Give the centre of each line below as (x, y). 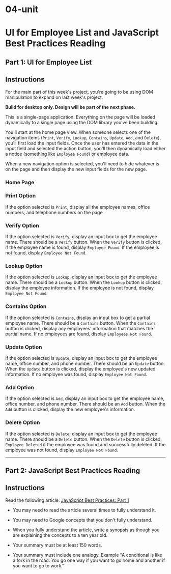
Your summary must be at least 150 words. (57, 545)
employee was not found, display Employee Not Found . (62, 450)
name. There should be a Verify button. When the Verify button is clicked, (83, 242)
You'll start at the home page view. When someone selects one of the (78, 132)
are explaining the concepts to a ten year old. (60, 535)
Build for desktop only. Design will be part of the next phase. (70, 107)
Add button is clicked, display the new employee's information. (70, 409)
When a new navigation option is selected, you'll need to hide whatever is (82, 163)
